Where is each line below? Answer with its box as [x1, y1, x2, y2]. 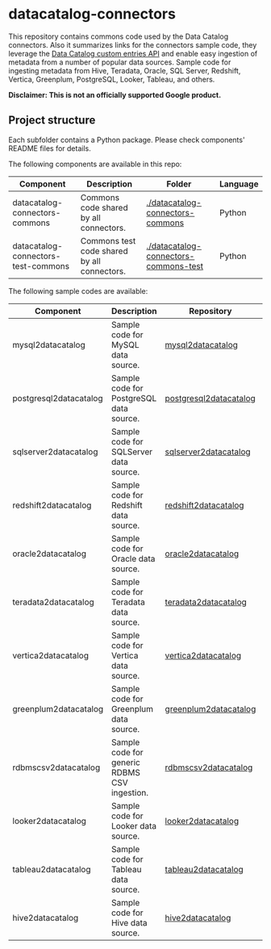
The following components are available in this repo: [8, 159, 182, 169]
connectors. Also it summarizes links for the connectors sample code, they [8, 40, 257, 49]
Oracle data [111, 553, 156, 564]
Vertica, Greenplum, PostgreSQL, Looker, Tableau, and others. [8, 74, 215, 84]
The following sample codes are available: [8, 286, 148, 295]
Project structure [8, 114, 96, 128]
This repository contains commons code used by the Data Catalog [8, 31, 229, 41]
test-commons [12, 260, 70, 271]
